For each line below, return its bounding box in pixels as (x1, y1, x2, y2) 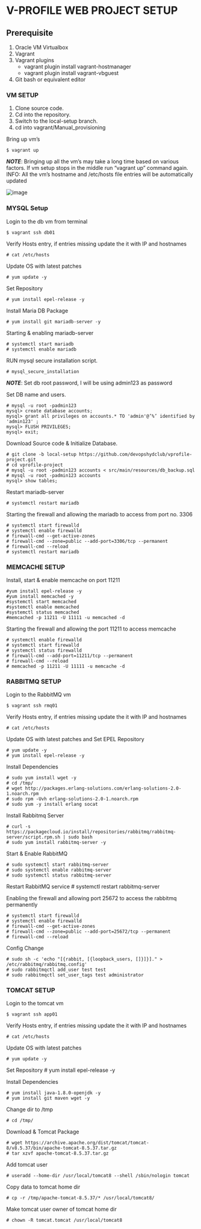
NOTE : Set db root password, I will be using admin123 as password (6, 379, 173, 386)
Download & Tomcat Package (6, 1128, 79, 1135)
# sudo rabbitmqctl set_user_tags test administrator (6, 972, 144, 978)
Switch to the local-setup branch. (14, 117, 98, 125)
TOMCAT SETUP (6, 986, 55, 994)
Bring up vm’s (6, 135, 40, 143)
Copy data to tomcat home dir (6, 1183, 81, 1191)
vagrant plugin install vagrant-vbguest (23, 70, 119, 76)
